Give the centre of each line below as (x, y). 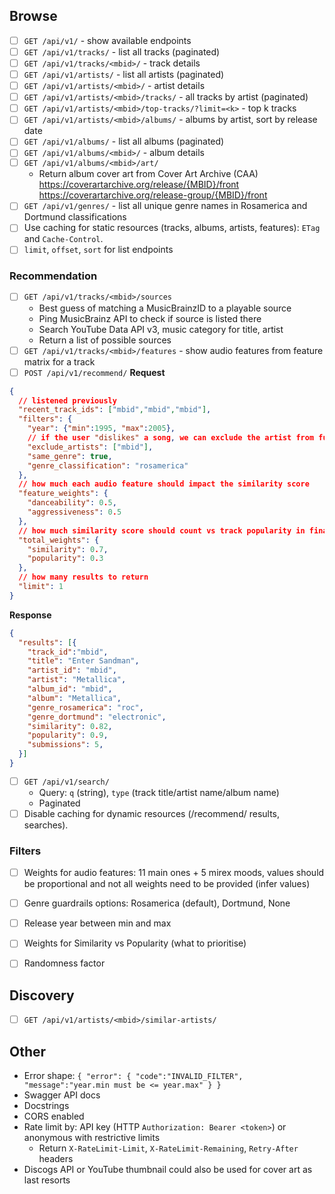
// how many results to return (83, 577)
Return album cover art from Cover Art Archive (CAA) (148, 174)
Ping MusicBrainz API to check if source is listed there (150, 318)
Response (30, 615)
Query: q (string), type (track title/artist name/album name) (159, 792)
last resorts (47, 1180)
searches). (46, 825)
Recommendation (53, 276)
